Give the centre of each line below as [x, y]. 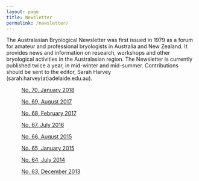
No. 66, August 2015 [47, 137]
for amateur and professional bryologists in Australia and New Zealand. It [97, 46]
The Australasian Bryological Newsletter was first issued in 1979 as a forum [100, 40]
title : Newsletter [29, 17]
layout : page [23, 12]
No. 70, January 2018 [48, 90]
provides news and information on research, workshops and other [88, 53]
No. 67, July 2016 [43, 125]
